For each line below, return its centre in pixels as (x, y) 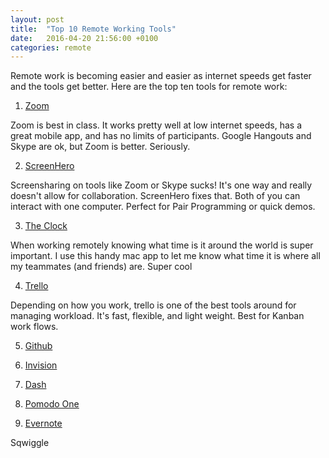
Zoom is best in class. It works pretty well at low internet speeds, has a (156, 125)
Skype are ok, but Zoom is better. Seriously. (100, 147)
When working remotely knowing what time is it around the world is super (162, 245)
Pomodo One (52, 404)
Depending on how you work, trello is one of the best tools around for (153, 305)
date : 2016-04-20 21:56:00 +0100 (84, 38)
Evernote (43, 423)
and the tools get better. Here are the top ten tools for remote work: (149, 87)
